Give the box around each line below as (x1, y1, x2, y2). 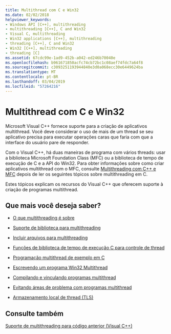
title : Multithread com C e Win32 (5, 7, 79, 13)
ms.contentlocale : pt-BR (5, 74, 58, 80)
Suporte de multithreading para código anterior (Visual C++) (5, 323, 133, 329)
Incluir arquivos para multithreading (12, 234, 88, 241)
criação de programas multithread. (5, 186, 78, 192)
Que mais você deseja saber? (5, 201, 101, 210)
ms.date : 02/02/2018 (5, 12, 50, 17)
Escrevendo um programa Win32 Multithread (12, 265, 108, 271)
